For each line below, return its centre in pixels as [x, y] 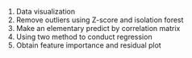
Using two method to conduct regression [84, 37]
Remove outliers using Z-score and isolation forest [100, 20]
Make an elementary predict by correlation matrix [98, 28]
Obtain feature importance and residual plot [88, 45]
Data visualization [46, 12]
